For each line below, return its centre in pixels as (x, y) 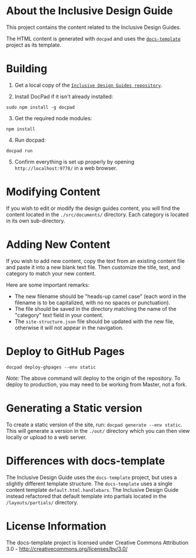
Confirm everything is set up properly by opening (74, 162)
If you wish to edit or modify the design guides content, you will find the (93, 208)
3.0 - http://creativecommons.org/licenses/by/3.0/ (67, 549)
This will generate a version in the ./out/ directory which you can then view (98, 431)
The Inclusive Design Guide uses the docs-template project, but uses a (92, 477)
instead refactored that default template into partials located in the (86, 496)
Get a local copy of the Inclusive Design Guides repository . (89, 85)
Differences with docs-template (86, 461)
